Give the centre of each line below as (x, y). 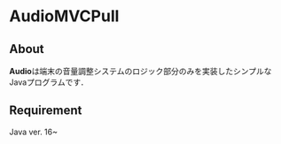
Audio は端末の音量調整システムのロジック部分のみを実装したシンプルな (140, 71)
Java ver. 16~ (34, 132)
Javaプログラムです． (49, 82)
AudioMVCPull (64, 16)
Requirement (46, 111)
